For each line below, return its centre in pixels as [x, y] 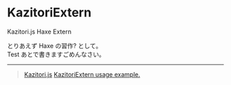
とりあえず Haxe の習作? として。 [54, 45]
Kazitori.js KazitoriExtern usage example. [82, 74]
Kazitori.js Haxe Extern [40, 32]
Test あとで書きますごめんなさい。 [56, 54]
